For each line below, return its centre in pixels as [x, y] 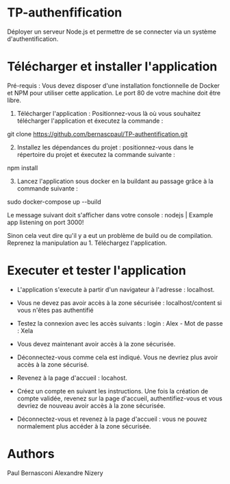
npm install [23, 168]
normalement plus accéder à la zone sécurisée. [84, 426]
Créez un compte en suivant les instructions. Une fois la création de [113, 391]
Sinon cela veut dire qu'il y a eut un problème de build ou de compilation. [110, 235]
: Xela [25, 330]
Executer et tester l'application [97, 270]
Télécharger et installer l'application [112, 67]
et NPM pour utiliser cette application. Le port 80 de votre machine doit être [114, 93]
